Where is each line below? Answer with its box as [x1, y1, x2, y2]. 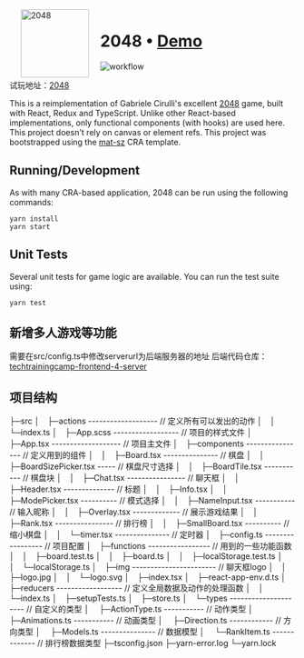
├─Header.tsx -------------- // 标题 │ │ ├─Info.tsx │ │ [9, 484, 229, 494]
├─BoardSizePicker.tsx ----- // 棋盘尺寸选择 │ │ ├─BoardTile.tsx [9, 461, 262, 472]
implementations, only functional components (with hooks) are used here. [9, 117, 286, 128]
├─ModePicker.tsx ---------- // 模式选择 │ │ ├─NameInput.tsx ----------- [9, 495, 296, 506]
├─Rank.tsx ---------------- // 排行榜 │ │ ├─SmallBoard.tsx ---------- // [9, 518, 290, 529]
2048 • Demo [100, 31, 202, 52]
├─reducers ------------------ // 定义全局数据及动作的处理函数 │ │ [9, 583, 264, 593]
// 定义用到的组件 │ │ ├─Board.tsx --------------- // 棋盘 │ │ [22, 450, 265, 461]
